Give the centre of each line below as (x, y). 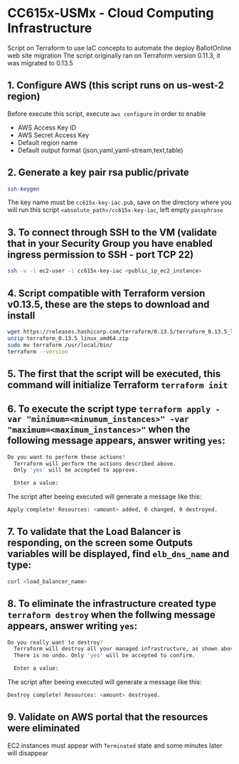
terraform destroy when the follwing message (111, 615)
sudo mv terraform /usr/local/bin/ (60, 345)
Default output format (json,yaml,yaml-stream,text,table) (100, 150)
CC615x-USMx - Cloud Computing (111, 13)
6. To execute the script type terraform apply (109, 409)
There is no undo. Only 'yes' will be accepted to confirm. (105, 656)
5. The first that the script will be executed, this (114, 374)
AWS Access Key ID (47, 127)
